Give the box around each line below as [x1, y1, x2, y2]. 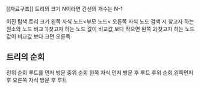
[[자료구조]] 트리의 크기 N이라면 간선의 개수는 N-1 [6, 5, 123, 12]
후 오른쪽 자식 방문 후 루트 [6, 76, 67, 84]
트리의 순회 [6, 52, 45, 62]
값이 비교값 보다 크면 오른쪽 [6, 33, 71, 40]
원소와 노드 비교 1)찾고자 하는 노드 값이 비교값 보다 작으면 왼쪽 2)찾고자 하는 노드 [6, 26, 195, 32]
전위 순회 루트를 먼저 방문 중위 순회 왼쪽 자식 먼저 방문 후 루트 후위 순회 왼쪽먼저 [6, 69, 194, 76]
